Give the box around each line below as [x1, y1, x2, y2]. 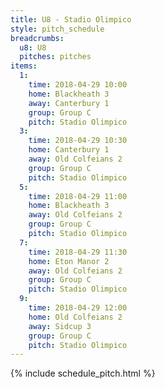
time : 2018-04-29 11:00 [28, 191, 128, 201]
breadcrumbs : [10, 33, 65, 43]
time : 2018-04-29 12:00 [28, 303, 128, 313]
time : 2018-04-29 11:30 [28, 247, 128, 257]
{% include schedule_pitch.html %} [10, 367, 156, 380]
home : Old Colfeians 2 [28, 312, 123, 322]
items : [10, 61, 38, 71]
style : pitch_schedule [10, 24, 105, 34]
